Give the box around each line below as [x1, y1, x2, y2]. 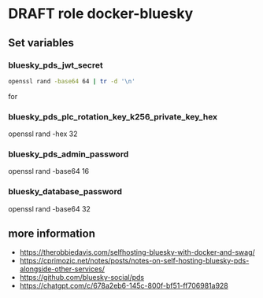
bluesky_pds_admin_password [8, 149, 129, 160]
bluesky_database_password [8, 186, 122, 197]
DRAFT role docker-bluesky [8, 5, 194, 23]
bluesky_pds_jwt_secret [8, 60, 104, 71]
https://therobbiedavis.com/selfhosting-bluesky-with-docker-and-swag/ [19, 248, 256, 257]
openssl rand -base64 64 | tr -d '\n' [8, 77, 135, 85]
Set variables [8, 36, 75, 50]
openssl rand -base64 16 [8, 167, 90, 176]
